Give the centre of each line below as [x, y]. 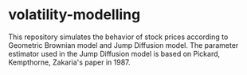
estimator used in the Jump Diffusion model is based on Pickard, [114, 53]
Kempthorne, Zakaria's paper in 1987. [69, 62]
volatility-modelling [74, 15]
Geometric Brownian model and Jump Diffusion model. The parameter [123, 45]
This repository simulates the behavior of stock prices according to [118, 37]
